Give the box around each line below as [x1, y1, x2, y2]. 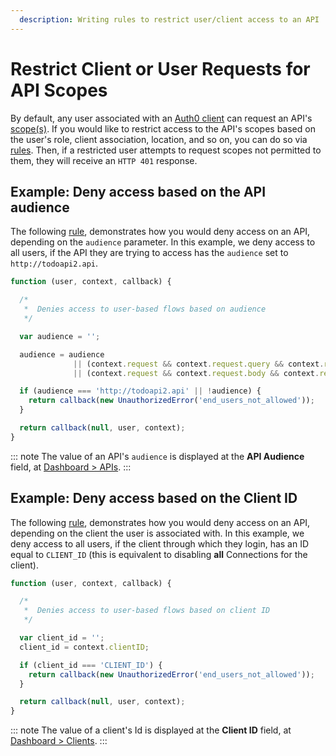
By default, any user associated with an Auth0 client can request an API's [10, 112, 313, 124]
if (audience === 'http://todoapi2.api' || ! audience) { [19, 386, 262, 396]
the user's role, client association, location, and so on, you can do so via [10, 133, 308, 145]
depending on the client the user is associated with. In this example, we [10, 527, 305, 539]
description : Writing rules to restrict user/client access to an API [19, 14, 320, 25]
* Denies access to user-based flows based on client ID [23, 606, 271, 616]
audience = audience [19, 349, 105, 360]
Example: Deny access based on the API [10, 183, 267, 200]
